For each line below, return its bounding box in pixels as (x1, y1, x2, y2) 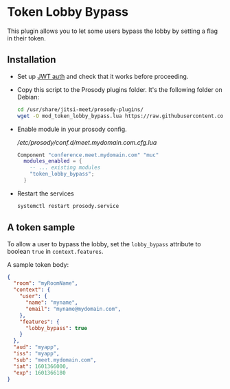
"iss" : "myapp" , (13, 351, 60, 357)
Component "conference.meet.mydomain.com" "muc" (16, 152, 159, 158)
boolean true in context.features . (7, 247, 104, 255)
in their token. (7, 34, 46, 42)
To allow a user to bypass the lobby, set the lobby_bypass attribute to (7, 239, 201, 248)
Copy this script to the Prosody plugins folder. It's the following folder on (16, 85, 223, 93)
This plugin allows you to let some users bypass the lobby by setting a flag (7, 27, 218, 35)
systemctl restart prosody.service (16, 202, 119, 209)
